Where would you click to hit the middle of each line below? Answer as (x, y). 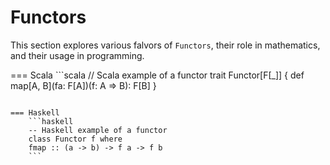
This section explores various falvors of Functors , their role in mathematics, (165, 45)
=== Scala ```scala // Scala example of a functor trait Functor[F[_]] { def (157, 75)
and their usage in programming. (77, 55)
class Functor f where (75, 139)
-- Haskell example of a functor (98, 130)
